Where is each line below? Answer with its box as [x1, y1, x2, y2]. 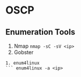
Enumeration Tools [5, 27, 75, 37]
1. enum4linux [5, 60, 40, 66]
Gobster [13, 49, 34, 56]
